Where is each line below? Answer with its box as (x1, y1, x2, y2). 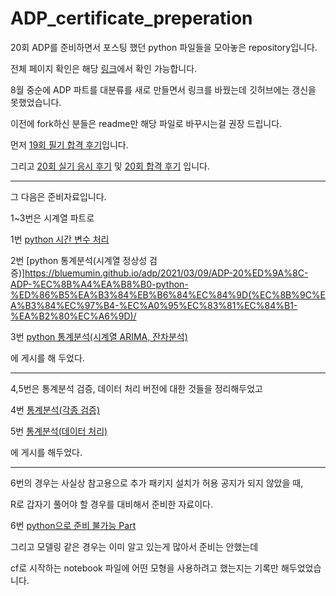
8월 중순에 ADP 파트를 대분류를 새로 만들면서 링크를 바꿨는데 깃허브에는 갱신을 (10, 83, 317, 96)
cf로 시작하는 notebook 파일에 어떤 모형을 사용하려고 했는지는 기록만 (10, 562, 279, 574)
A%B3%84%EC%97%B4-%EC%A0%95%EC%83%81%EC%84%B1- (10, 299, 298, 311)
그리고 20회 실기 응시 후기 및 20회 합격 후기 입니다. (10, 160, 210, 172)
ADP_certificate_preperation (10, 7, 253, 30)
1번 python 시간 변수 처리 (10, 233, 110, 245)
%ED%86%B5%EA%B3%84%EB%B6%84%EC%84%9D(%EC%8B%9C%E (10, 288, 327, 301)
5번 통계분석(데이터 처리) (10, 425, 108, 437)
